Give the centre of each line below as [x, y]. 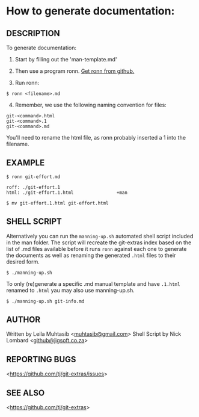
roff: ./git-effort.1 [33, 187]
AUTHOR [23, 320]
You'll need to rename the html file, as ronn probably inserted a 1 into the [96, 137]
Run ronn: [27, 83]
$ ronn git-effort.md [33, 177]
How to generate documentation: [90, 11]
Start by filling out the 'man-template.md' [66, 59]
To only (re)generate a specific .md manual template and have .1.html [93, 283]
